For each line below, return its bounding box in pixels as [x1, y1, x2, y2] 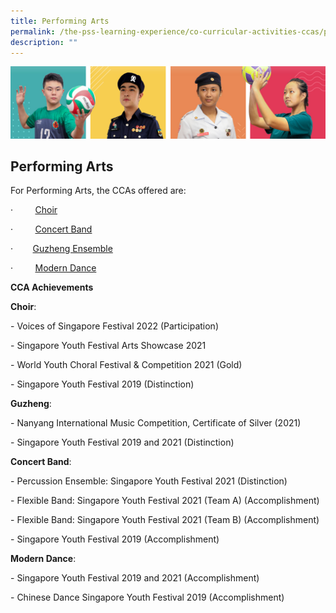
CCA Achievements [10, 281, 94, 294]
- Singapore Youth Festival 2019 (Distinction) [10, 378, 195, 390]
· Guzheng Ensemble [10, 243, 113, 255]
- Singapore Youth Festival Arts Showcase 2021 [10, 340, 207, 352]
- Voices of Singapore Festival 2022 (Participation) [10, 320, 219, 332]
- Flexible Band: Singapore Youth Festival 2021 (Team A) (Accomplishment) [10, 495, 320, 507]
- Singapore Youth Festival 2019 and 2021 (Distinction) [10, 436, 235, 449]
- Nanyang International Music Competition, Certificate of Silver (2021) [10, 417, 302, 429]
